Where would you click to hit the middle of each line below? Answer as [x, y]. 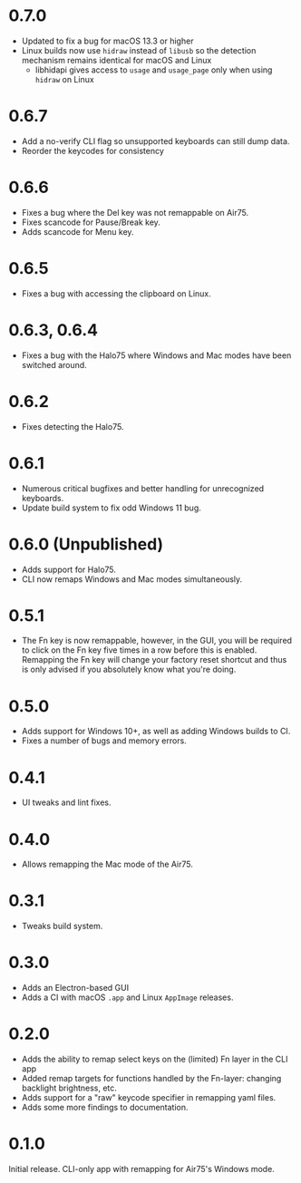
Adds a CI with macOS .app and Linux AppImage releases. [127, 997]
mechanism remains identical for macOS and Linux [117, 60]
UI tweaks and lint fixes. [66, 802]
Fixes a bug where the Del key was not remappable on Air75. [135, 212]
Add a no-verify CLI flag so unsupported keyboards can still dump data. [155, 141]
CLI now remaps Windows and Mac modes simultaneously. [132, 579]
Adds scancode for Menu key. [78, 231]
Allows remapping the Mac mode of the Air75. [107, 864]
